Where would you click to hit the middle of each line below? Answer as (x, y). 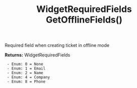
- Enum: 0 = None (25, 64)
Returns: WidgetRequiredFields (38, 55)
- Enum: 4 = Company (28, 77)
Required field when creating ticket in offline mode (57, 45)
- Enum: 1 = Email (26, 68)
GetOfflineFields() (84, 20)
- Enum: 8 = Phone (26, 82)
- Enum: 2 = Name (25, 73)
